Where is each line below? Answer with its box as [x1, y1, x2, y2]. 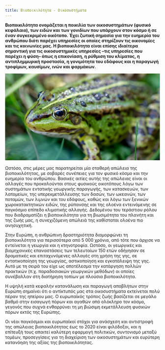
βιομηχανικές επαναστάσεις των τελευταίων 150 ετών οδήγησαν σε [5, 248, 145, 253]
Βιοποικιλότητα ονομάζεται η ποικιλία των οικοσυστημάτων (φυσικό [5, 22, 151, 28]
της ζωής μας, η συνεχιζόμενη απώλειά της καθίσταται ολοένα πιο [5, 217, 143, 223]
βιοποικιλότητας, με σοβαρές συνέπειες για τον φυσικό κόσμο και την [5, 171, 148, 176]
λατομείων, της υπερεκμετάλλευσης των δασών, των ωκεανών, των [5, 191, 146, 197]
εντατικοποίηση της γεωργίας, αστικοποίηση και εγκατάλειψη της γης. [5, 258, 150, 264]
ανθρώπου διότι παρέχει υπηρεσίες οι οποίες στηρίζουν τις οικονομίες [5, 37, 155, 44]
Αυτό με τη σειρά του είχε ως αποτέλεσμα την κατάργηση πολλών [5, 263, 141, 269]
